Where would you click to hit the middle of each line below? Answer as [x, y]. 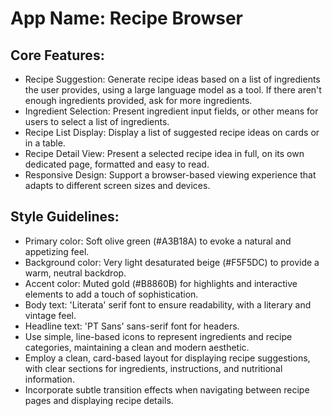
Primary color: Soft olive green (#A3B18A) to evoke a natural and [158, 241]
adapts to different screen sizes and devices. [117, 185]
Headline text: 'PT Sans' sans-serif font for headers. [132, 326]
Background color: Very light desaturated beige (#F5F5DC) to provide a [172, 262]
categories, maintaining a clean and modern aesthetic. [137, 347]
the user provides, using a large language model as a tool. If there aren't [173, 90]
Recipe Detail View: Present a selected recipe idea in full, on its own [164, 153]
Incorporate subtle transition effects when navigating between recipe [167, 389]
